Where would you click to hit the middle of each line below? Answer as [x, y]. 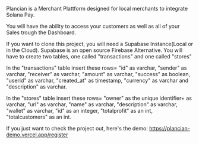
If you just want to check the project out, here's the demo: [77, 128]
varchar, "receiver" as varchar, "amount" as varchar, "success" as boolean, [98, 74]
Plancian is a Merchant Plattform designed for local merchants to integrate [97, 9]
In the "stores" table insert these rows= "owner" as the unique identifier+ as [99, 98]
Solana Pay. [20, 15]
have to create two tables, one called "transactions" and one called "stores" [99, 56]
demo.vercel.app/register [37, 135]
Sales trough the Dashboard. [41, 32]
